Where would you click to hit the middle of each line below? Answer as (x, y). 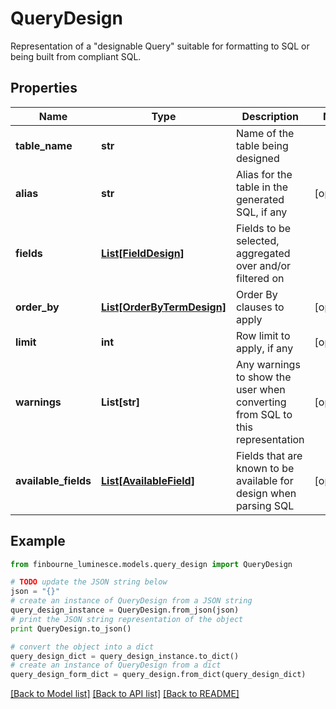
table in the (262, 187)
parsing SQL (265, 505)
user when (260, 389)
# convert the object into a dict (82, 647)
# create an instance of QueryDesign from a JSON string (131, 601)
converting (261, 402)
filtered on (260, 278)
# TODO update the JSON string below (89, 582)
